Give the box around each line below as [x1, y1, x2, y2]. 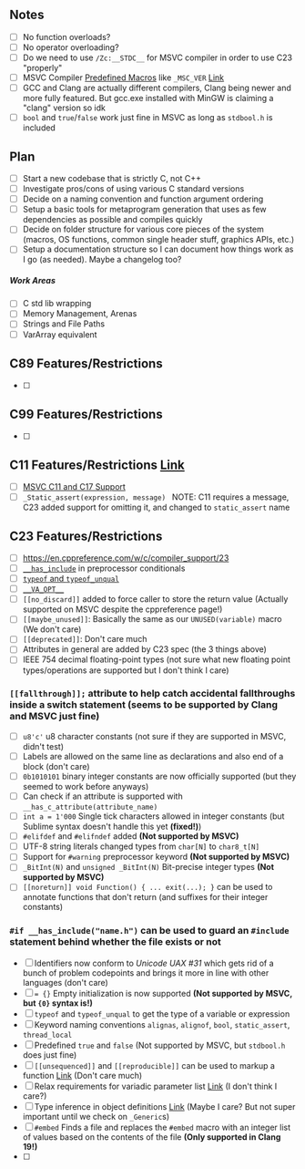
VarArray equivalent [22, 328, 97, 340]
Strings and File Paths [22, 318, 106, 329]
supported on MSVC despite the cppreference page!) [22, 604, 223, 615]
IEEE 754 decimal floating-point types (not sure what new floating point [22, 654, 291, 665]
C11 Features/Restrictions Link [9, 457, 185, 472]
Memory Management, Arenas [22, 308, 137, 319]
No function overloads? [22, 31, 111, 42]
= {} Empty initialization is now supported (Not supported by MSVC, [34, 988, 293, 998]
